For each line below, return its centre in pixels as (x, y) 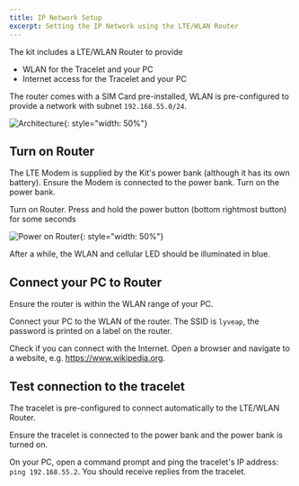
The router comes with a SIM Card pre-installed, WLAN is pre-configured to (149, 96)
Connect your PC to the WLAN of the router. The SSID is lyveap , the (135, 321)
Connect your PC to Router (86, 282)
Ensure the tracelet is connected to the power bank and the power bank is (146, 435)
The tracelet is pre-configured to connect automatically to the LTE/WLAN (145, 408)
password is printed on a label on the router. (91, 331)
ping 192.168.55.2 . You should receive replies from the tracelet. (128, 471)
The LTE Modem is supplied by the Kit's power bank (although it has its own (149, 173)
